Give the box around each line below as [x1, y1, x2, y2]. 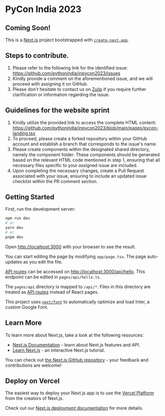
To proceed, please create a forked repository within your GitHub [12, 135, 147, 141]
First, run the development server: [5, 206, 76, 212]
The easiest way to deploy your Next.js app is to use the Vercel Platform [5, 390, 154, 396]
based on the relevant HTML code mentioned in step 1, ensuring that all [12, 157, 160, 163]
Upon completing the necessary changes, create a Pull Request [12, 168, 144, 174]
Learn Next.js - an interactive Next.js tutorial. [12, 347, 105, 353]
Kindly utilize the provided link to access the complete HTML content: [12, 119, 156, 125]
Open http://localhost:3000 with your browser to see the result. [5, 243, 136, 249]
